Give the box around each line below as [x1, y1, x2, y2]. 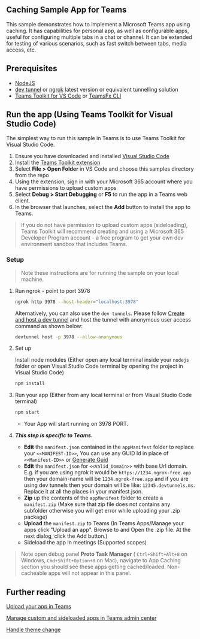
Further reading [6, 587, 66, 597]
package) [23, 513, 48, 520]
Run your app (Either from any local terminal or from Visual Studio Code [14, 392, 192, 399]
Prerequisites [6, 63, 57, 74]
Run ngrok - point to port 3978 [14, 287, 90, 294]
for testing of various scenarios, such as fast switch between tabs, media [6, 40, 187, 47]
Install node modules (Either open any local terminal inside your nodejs [14, 356, 190, 364]
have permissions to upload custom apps [14, 184, 117, 192]
